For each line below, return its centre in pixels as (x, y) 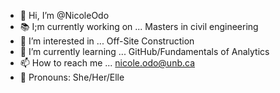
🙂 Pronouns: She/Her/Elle (72, 77)
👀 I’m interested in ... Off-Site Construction (107, 41)
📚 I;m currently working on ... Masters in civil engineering (139, 26)
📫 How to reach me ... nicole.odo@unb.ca (107, 63)
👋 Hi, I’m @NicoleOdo (64, 15)
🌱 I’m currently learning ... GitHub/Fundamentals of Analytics (144, 51)
